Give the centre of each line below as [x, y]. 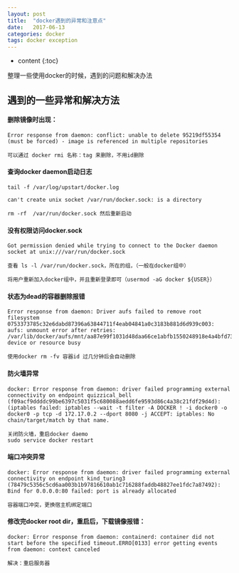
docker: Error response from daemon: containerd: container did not [111, 537]
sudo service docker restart [51, 440]
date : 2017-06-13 [36, 27]
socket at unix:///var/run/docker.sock [67, 252]
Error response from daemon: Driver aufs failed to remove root [105, 312]
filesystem [23, 318]
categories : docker [36, 34]
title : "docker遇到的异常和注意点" [57, 21]
